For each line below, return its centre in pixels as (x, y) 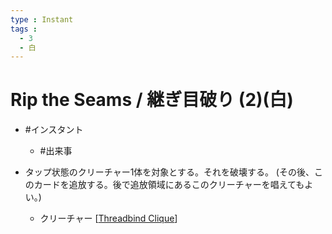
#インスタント (54, 130)
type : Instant (42, 19)
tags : (24, 29)
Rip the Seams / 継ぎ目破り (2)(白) (152, 100)
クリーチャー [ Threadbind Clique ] (108, 218)
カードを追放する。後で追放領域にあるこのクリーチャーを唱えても (169, 185)
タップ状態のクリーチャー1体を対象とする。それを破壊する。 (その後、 (169, 172)
